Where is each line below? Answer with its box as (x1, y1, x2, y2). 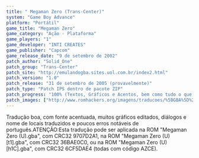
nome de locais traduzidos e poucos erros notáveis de (6, 119, 139, 127)
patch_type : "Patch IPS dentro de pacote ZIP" (6, 86, 123, 92)
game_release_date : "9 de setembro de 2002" (6, 53, 118, 59)
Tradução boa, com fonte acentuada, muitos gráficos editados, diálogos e (6, 113, 187, 121)
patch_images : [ (6, 97, 46, 103)
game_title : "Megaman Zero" (6, 25, 76, 31)
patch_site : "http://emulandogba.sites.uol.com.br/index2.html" (6, 69, 168, 75)
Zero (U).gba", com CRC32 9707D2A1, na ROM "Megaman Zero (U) (6, 132, 171, 140)
